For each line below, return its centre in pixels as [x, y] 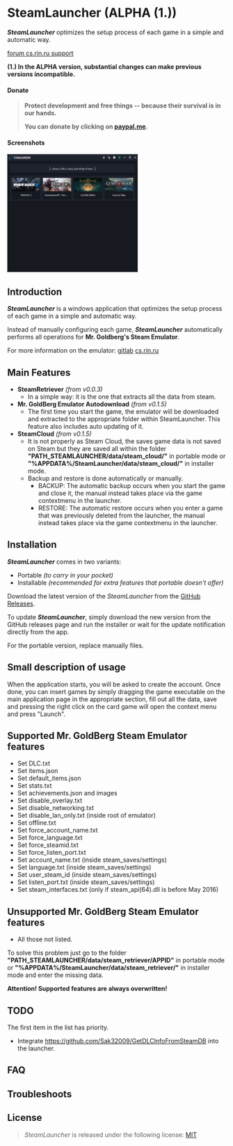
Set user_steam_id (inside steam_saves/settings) [87, 875]
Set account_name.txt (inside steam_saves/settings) [92, 860]
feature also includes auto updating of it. [86, 426]
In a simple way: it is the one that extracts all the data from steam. [122, 397]
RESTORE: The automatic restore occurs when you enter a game [130, 508]
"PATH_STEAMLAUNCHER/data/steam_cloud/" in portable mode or [127, 456]
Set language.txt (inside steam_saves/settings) [84, 867]
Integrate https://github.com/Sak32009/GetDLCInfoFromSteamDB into [118, 1041]
